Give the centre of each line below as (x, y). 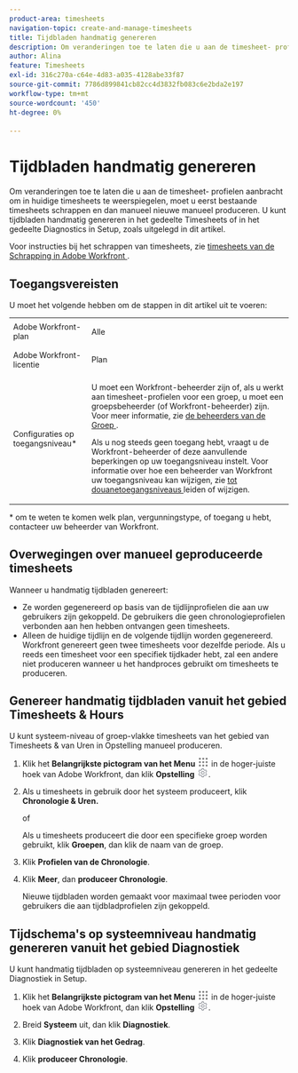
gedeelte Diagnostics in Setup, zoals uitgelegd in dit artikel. (118, 229)
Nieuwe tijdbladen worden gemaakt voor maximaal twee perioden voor (151, 896)
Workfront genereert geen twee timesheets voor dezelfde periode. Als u (153, 645)
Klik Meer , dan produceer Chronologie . (95, 879)
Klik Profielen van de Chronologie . (86, 862)
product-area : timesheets (57, 19)
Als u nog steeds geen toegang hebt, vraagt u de (180, 442)
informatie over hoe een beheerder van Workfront (182, 471)
